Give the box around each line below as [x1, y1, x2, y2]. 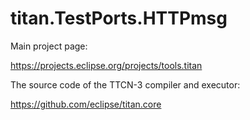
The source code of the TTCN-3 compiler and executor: [10, 78, 241, 91]
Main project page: [10, 40, 88, 52]
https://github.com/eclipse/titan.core [10, 98, 162, 110]
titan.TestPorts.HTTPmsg [10, 7, 228, 30]
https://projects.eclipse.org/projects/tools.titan [10, 59, 203, 71]
